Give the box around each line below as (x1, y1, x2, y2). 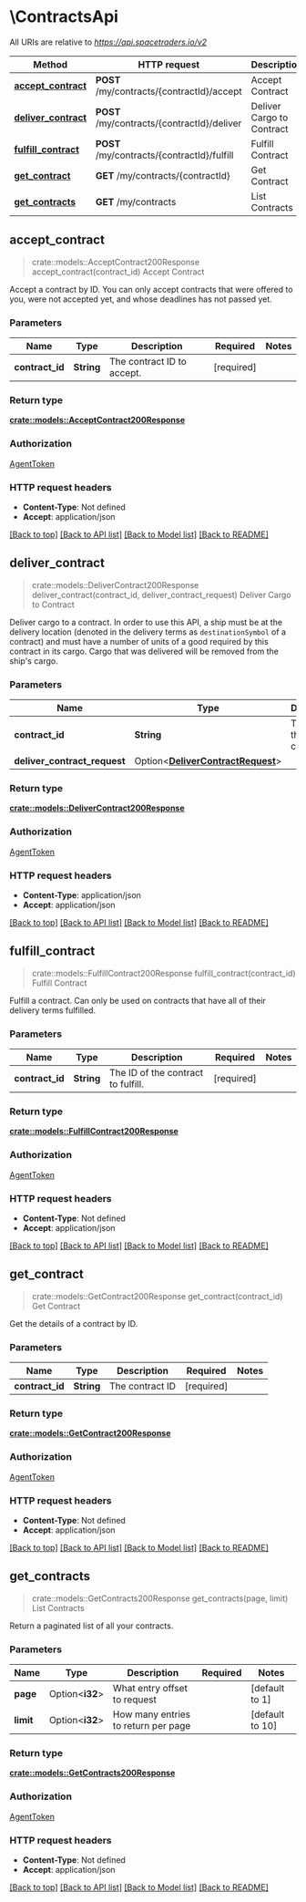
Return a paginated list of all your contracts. (9, 1620, 174, 1631)
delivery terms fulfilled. (9, 1005, 97, 1016)
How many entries (112, 1708, 191, 1721)
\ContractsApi (9, 6, 118, 27)
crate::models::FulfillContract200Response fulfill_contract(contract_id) (31, 967, 296, 978)
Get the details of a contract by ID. (9, 1318, 138, 1328)
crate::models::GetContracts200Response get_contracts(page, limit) (31, 1593, 289, 1604)
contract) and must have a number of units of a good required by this (9, 636, 269, 646)
